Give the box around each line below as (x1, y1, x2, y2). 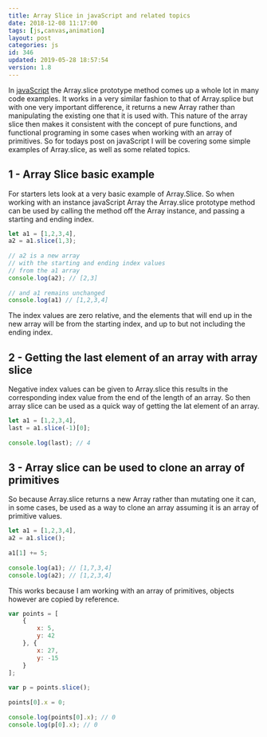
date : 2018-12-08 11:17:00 (8, 19, 98, 27)
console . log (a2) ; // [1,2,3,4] (8, 571, 112, 579)
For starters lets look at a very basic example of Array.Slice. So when (8, 189, 235, 198)
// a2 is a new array (8, 252, 80, 260)
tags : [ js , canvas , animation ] (8, 26, 105, 34)
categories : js (8, 41, 59, 49)
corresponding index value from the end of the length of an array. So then (8, 393, 251, 402)
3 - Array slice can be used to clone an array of (8, 461, 245, 475)
